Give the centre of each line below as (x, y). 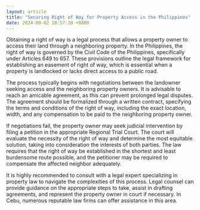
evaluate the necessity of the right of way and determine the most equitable (99, 139)
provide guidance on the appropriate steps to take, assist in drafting (90, 188)
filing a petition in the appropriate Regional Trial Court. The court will (90, 132)
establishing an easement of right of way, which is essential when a (89, 65)
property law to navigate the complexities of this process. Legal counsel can (100, 181)
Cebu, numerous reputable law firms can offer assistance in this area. (92, 200)
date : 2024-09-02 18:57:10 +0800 (48, 23)
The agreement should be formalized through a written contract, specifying (99, 102)
